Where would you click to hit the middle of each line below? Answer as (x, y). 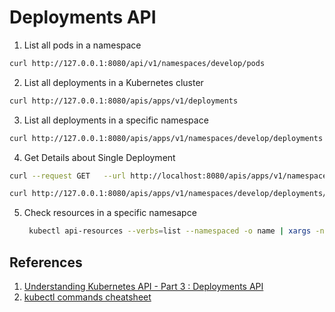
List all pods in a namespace (82, 45)
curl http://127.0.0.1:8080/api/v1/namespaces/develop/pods (137, 63)
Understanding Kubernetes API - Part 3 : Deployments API (143, 286)
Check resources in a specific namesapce (110, 213)
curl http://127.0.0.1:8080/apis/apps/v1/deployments (124, 101)
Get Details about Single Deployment (99, 157)
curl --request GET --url (68, 176)
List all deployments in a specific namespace (116, 120)
